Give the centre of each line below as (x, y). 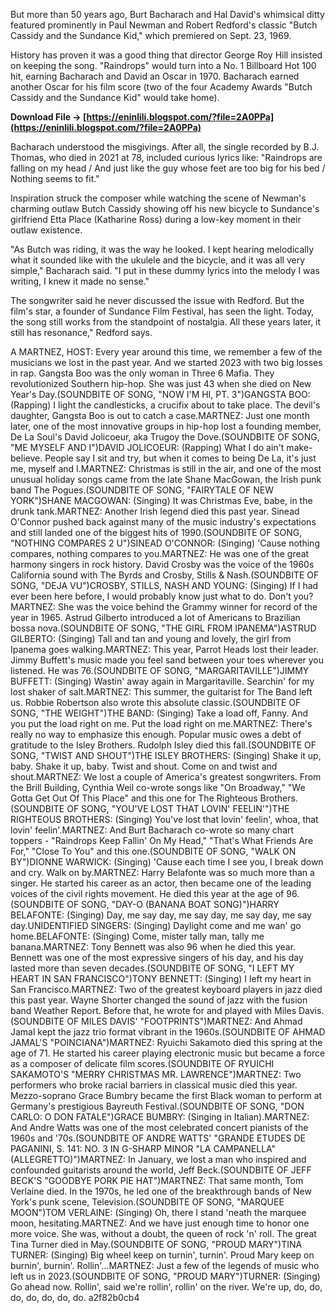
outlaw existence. (46, 230)
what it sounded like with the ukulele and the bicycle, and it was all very (158, 260)
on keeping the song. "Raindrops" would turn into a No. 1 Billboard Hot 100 (163, 65)
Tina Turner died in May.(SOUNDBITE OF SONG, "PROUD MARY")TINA (156, 1244)
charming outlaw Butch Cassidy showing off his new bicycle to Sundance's (165, 208)
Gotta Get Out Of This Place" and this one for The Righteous (134, 798)
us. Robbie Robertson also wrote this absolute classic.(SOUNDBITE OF (156, 702)
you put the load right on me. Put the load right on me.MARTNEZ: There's (161, 723)
